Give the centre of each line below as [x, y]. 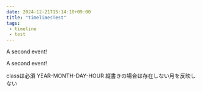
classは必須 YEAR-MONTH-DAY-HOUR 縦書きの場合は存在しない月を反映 [99, 76]
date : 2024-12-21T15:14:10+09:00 [49, 12]
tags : [13, 23]
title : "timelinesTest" [37, 18]
